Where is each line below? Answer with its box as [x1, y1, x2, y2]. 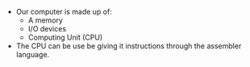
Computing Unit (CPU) [27, 32, 103, 42]
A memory [27, 15, 63, 25]
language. [15, 50, 50, 59]
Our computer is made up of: [15, 7, 113, 16]
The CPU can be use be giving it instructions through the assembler [15, 41, 242, 51]
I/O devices [27, 24, 67, 33]
